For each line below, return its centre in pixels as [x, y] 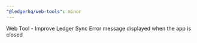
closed [14, 34]
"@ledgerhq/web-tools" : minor [44, 11]
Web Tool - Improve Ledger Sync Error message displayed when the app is [99, 28]
